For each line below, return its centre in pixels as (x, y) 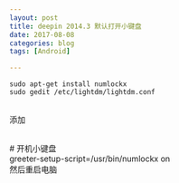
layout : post (34, 18)
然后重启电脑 (33, 169)
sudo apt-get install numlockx (68, 84)
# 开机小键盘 (33, 149)
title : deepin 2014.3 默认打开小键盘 (75, 26)
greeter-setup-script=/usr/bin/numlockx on (90, 159)
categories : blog (42, 43)
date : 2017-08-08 (42, 34)
